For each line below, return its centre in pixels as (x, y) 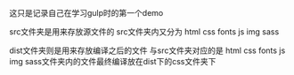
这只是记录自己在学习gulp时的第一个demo (86, 13)
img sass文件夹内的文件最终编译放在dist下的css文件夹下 (113, 61)
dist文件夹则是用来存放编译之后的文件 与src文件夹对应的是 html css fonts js (147, 50)
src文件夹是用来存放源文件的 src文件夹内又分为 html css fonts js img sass (144, 32)
